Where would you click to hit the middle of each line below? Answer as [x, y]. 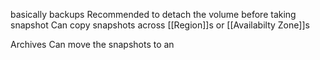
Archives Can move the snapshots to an [92, 44]
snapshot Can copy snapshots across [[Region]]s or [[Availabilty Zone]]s [160, 25]
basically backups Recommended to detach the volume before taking [153, 14]
